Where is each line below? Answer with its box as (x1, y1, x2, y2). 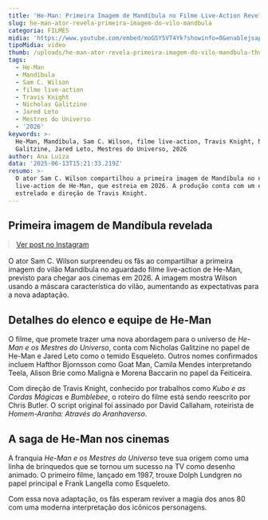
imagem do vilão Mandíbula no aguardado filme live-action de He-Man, (8, 264, 242, 275)
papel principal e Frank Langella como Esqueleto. (8, 479, 171, 488)
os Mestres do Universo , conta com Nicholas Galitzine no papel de (30, 343, 250, 353)
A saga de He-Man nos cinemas (8, 432, 170, 446)
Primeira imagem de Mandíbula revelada (8, 219, 213, 233)
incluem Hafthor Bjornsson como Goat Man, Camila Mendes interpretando (8, 360, 252, 369)
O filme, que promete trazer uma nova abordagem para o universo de (8, 334, 237, 344)
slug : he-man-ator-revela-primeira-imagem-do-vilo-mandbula (8, 19, 213, 27)
